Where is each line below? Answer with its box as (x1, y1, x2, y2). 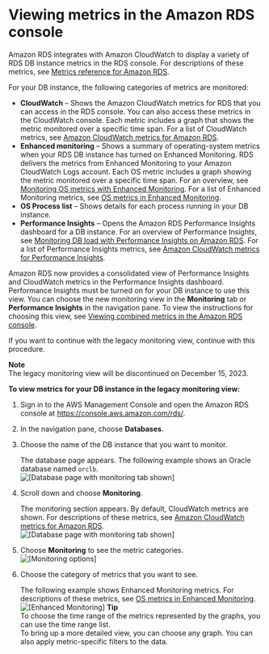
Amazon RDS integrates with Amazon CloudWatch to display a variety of (8, 49, 250, 59)
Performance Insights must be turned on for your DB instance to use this (8, 285, 250, 295)
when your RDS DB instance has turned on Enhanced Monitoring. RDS (19, 150, 254, 159)
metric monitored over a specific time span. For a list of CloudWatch (19, 124, 247, 133)
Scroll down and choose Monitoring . (19, 487, 143, 498)
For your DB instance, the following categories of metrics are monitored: (8, 82, 249, 92)
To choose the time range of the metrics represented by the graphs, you (19, 610, 261, 620)
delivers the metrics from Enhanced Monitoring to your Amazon (19, 158, 232, 167)
